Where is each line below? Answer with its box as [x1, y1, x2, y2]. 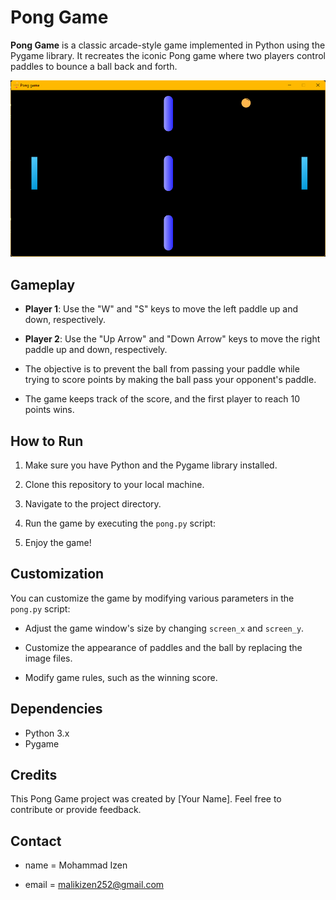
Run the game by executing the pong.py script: [24, 517, 216, 529]
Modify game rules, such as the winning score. [24, 671, 218, 683]
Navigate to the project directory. [24, 497, 162, 510]
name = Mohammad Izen [24, 859, 128, 871]
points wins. [24, 404, 75, 416]
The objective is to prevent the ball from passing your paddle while [24, 363, 300, 375]
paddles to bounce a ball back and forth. [10, 60, 178, 72]
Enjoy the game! [24, 536, 92, 548]
